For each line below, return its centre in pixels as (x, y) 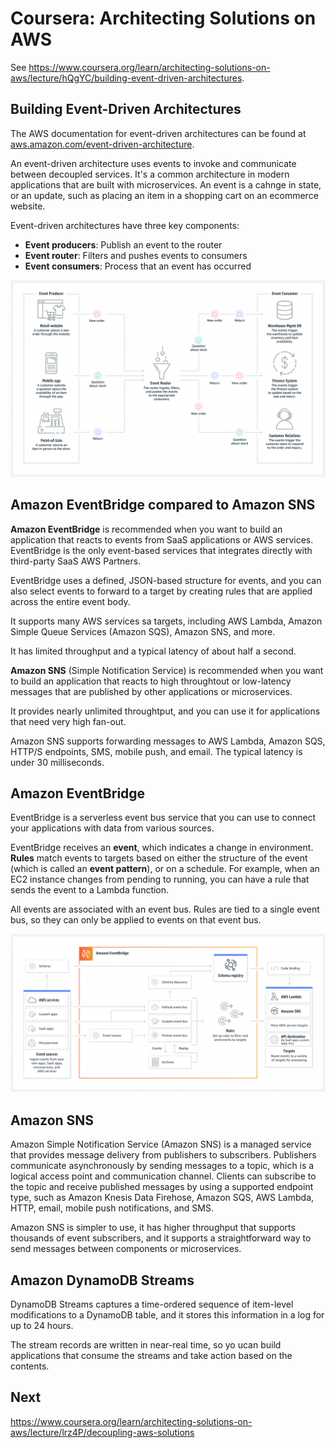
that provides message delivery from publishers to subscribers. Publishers (163, 1155)
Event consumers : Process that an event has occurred (138, 266)
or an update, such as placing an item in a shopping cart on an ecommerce (164, 195)
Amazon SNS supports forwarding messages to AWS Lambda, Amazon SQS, (168, 741)
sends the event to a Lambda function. (90, 890)
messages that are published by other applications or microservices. (151, 691)
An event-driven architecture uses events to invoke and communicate (153, 163)
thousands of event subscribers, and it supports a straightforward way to (161, 1238)
